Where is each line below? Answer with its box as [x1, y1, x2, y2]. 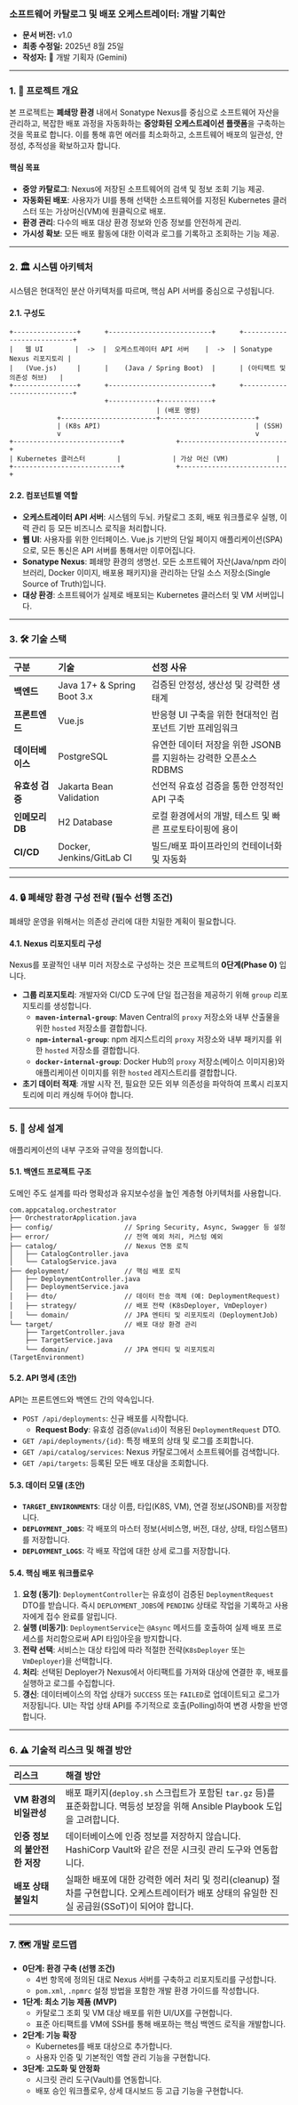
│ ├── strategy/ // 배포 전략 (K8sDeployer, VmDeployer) [9, 1301, 269, 1310]
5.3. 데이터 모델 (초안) [9, 1480, 86, 1490]
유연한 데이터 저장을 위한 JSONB [151, 738, 282, 751]
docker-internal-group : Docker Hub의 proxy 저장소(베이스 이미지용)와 [35, 1056, 286, 1067]
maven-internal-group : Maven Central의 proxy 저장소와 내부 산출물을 [35, 1012, 281, 1022]
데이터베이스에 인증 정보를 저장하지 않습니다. [65, 1830, 241, 1843]
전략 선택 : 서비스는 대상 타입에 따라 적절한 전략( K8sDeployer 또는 [21, 1644, 246, 1656]
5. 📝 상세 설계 [9, 1123, 64, 1135]
